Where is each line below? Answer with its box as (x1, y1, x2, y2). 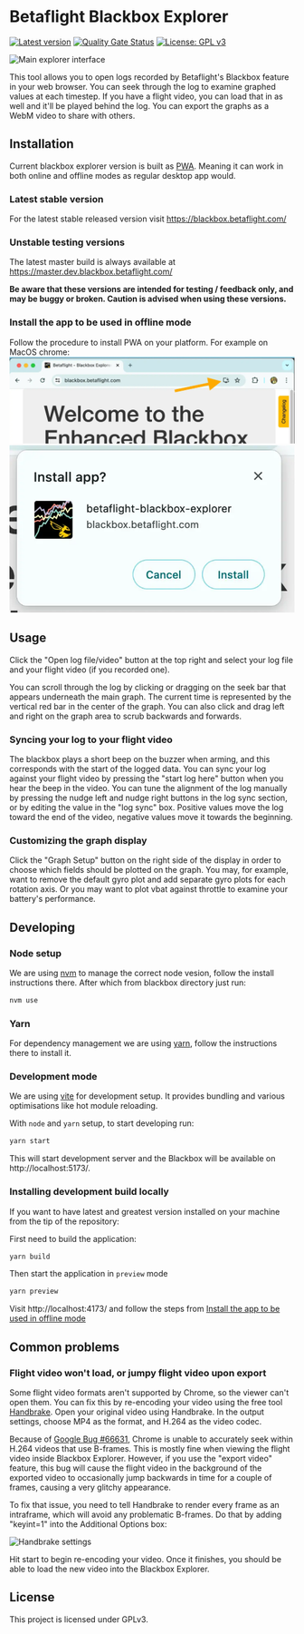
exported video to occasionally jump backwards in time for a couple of (9, 1472, 272, 1482)
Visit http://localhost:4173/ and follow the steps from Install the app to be (9, 1304, 280, 1315)
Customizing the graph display (9, 834, 147, 846)
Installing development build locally (9, 1186, 169, 1199)
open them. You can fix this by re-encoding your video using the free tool (9, 1396, 283, 1407)
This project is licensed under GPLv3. (9, 1613, 149, 1625)
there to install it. (9, 1048, 72, 1059)
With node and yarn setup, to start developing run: (9, 1118, 195, 1129)
